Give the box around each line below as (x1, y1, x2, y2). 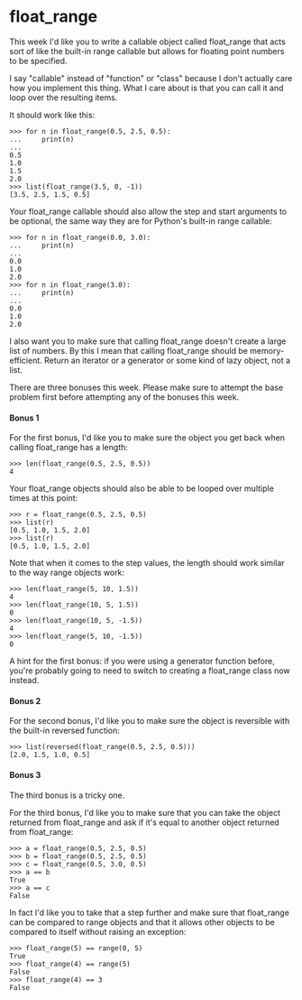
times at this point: (9, 493, 78, 504)
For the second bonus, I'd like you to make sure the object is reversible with (9, 716, 290, 727)
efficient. (9, 355, 42, 366)
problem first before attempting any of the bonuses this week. (9, 391, 240, 403)
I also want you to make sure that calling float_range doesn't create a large (9, 336, 287, 347)
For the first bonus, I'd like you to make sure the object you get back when (9, 432, 286, 443)
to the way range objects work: (9, 567, 124, 579)
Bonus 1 (9, 412, 40, 423)
